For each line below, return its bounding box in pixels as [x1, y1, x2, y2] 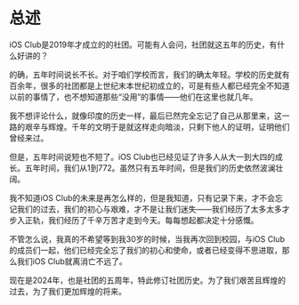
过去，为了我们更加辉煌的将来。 [9, 285, 126, 296]
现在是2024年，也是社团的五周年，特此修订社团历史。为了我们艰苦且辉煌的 [9, 275, 287, 285]
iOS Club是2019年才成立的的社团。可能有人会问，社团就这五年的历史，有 [9, 39, 278, 50]
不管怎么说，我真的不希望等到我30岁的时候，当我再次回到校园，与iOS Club [9, 233, 285, 245]
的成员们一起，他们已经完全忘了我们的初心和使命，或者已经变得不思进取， [9, 245, 282, 255]
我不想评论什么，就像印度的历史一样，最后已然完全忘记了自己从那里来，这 [9, 110, 282, 121]
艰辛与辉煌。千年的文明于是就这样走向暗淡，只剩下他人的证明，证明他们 [24, 121, 290, 132]
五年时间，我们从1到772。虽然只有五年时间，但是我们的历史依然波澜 [24, 162, 276, 173]
